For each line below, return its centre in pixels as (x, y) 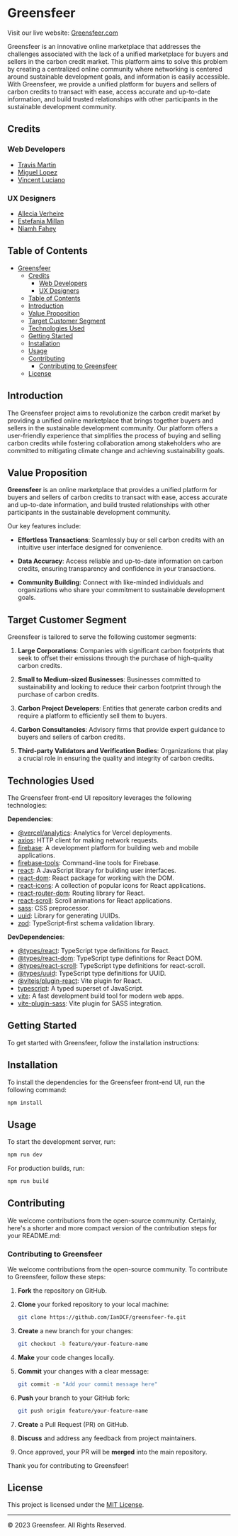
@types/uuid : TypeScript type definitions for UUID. (92, 973)
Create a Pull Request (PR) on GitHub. (73, 1424)
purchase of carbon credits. (58, 695)
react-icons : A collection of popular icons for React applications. (112, 885)
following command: (37, 1089)
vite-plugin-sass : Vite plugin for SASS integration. (90, 1003)
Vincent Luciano (41, 179)
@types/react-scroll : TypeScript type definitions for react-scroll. (111, 965)
